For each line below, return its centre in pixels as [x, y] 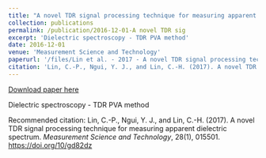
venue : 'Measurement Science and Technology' [84, 52]
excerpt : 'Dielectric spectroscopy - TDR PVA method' [99, 38]
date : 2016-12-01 [37, 45]
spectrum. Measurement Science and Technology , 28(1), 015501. [114, 137]
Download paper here [44, 89]
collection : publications [51, 23]
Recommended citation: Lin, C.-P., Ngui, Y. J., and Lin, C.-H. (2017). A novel [131, 120]
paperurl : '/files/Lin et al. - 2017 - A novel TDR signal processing [127, 60]
